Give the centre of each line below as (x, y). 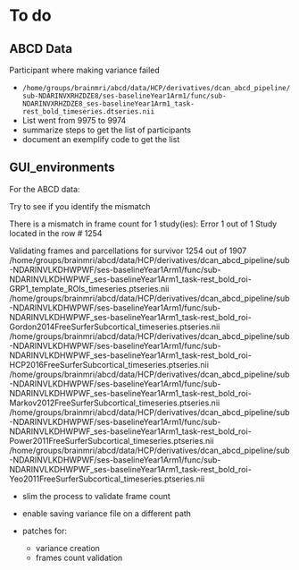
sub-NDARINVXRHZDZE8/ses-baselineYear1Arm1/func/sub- (124, 96)
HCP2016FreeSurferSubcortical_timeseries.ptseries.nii (109, 364)
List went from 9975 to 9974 (74, 120)
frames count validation (79, 557)
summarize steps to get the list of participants (107, 130)
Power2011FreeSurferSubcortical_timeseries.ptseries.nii (112, 440)
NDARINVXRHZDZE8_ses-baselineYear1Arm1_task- (108, 104)
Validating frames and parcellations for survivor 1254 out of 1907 (128, 251)
